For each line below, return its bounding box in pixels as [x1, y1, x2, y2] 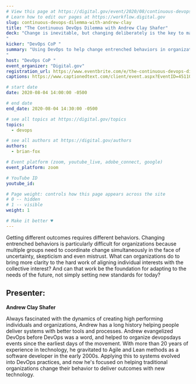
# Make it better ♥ [6, 218, 54, 224]
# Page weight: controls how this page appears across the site [6, 191, 166, 197]
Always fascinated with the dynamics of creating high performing [6, 315, 163, 322]
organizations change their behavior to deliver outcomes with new [6, 365, 165, 372]
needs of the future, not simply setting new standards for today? [6, 271, 161, 278]
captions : [6, 74, 30, 79]
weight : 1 [6, 207, 30, 213]
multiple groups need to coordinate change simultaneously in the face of [6, 246, 181, 253]
